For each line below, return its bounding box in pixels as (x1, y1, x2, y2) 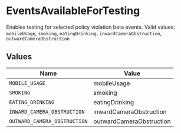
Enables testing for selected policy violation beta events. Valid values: (6, 23, 176, 30)
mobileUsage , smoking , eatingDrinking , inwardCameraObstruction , (6, 29, 162, 36)
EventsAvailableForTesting (6, 4, 140, 18)
